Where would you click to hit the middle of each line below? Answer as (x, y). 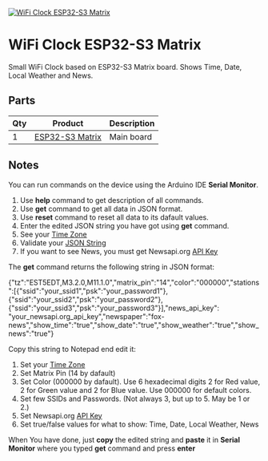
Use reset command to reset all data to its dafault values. (114, 217)
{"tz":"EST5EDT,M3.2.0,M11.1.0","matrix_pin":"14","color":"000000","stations (134, 282)
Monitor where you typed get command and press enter (102, 448)
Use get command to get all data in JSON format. (101, 208)
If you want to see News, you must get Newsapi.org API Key (119, 251)
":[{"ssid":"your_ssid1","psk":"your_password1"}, (88, 291)
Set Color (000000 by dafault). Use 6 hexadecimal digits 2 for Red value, (140, 382)
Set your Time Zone (52, 364)
